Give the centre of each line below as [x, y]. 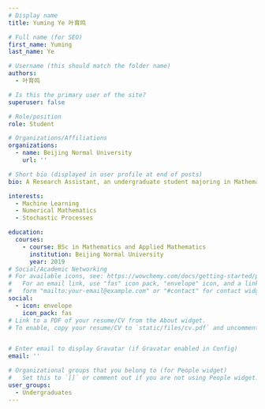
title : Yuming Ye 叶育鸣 [47, 23]
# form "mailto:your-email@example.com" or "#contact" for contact [125, 291]
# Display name [33, 15]
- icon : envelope [44, 306]
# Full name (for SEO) [45, 37]
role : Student [32, 124]
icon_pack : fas [47, 313]
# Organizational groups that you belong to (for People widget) [118, 371]
